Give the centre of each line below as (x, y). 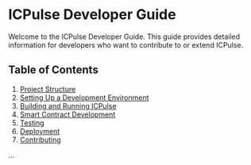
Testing (32, 123)
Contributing (40, 140)
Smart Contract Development (68, 114)
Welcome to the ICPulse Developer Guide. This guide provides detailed (124, 36)
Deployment (40, 131)
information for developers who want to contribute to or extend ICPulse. (126, 44)
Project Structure (48, 89)
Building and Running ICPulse (68, 106)
